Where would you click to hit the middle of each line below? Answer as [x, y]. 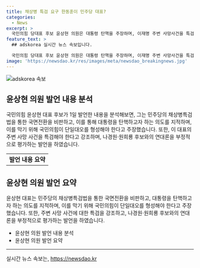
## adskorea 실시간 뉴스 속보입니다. [52, 45]
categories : [21, 17]
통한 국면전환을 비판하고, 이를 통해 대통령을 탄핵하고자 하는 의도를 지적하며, [104, 122]
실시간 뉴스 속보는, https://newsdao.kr [51, 258]
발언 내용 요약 [27, 160]
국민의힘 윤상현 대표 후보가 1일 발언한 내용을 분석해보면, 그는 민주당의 [87, 115]
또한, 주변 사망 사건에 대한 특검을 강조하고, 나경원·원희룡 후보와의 [104, 213]
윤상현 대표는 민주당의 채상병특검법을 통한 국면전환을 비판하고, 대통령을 [89, 198]
